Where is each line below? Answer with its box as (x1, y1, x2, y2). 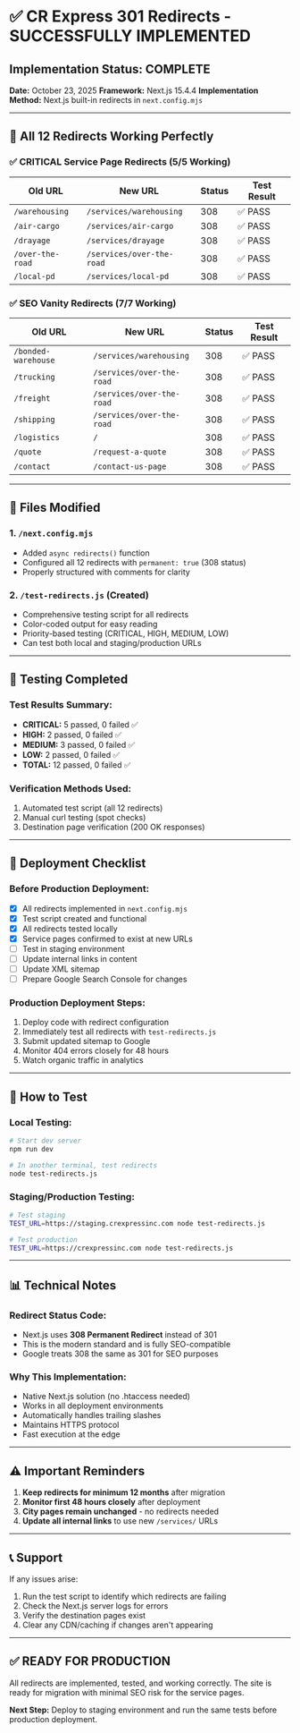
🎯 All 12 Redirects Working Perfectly (9, 129, 214, 144)
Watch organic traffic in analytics (21, 1055, 145, 1066)
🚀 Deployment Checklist (9, 856, 146, 871)
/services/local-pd (86, 271, 170, 281)
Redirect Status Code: (9, 1309, 107, 1321)
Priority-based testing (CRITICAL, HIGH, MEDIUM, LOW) (21, 628, 229, 639)
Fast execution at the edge (21, 1429, 121, 1440)
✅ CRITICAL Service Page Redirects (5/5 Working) (9, 156, 231, 168)
